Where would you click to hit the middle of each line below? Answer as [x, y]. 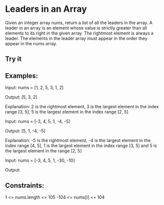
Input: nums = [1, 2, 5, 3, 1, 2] [34, 88]
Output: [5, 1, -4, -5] [25, 131]
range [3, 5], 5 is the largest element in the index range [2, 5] [67, 112]
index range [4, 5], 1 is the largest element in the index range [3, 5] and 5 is [81, 146]
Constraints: [25, 185]
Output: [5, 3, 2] [21, 97]
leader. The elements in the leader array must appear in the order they [76, 38]
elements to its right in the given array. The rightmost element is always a [79, 33]
